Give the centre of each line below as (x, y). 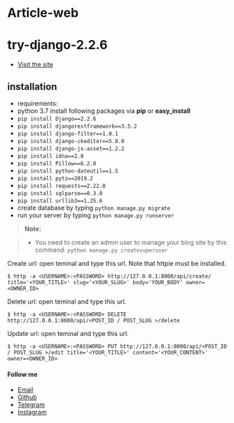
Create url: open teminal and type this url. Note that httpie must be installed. (117, 263)
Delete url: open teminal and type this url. (67, 301)
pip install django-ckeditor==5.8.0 (71, 141)
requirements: (37, 103)
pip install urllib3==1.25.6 (60, 201)
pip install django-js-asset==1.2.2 (71, 149)
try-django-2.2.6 (57, 45)
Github (27, 397)
